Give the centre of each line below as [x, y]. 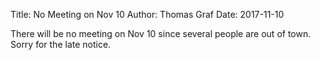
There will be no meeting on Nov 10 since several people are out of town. [161, 33]
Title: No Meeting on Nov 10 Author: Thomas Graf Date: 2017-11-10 [147, 14]
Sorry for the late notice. [61, 44]
